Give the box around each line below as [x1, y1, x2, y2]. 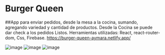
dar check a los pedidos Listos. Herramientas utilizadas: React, [5, 29, 133, 35]
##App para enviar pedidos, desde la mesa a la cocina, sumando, [5, 19, 138, 25]
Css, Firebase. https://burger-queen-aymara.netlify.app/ [16, 35, 131, 41]
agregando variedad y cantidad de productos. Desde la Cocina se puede [5, 24, 153, 30]
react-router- [133, 29, 160, 35]
